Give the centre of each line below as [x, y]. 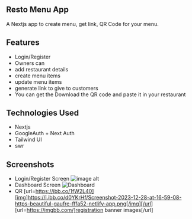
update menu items [38, 81]
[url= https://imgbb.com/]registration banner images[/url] [84, 210]
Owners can [30, 63]
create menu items [38, 76]
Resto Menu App [38, 10]
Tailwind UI [28, 140]
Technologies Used [42, 113]
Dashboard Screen [38, 185]
